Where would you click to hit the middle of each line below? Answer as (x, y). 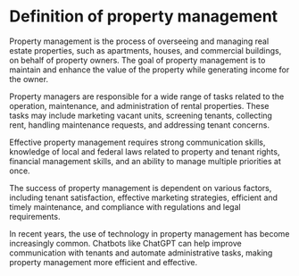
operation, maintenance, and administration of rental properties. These (139, 105)
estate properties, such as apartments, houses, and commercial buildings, (145, 50)
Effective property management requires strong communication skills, (137, 142)
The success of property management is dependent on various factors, (141, 188)
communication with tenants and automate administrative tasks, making (141, 253)
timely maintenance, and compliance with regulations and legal (125, 206)
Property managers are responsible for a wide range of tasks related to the (147, 96)
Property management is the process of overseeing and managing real (139, 41)
